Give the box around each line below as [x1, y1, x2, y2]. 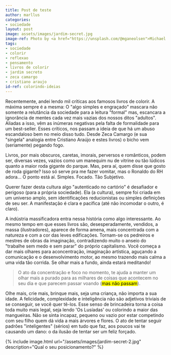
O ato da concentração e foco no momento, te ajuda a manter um [17, 269, 156, 275]
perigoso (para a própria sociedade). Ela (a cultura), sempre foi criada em [5, 189, 161, 196]
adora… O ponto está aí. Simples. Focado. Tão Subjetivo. [5, 173, 125, 180]
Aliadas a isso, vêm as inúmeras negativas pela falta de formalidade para [5, 120, 160, 126]
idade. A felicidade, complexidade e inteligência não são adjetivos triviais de [5, 295, 166, 301]
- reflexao [5, 55, 29, 61]
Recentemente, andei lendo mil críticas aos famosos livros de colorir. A [5, 98, 155, 104]
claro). [5, 205, 19, 211]
